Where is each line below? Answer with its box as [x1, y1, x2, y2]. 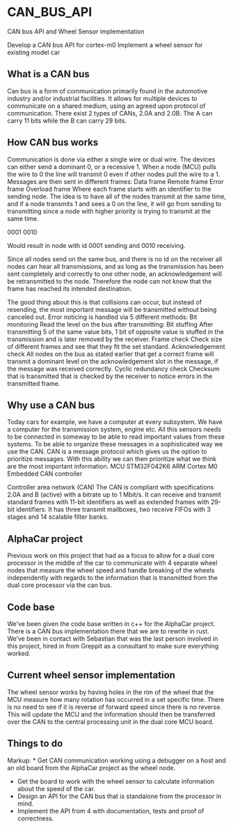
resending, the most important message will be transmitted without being [7, 305, 217, 313]
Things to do [7, 737, 63, 749]
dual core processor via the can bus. [7, 581, 113, 589]
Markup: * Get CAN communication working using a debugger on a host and [7, 756, 226, 765]
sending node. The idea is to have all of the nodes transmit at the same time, [7, 192, 227, 201]
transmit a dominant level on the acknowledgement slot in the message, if [7, 357, 218, 366]
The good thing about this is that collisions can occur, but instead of [7, 297, 202, 306]
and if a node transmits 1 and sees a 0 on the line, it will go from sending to [7, 199, 222, 208]
